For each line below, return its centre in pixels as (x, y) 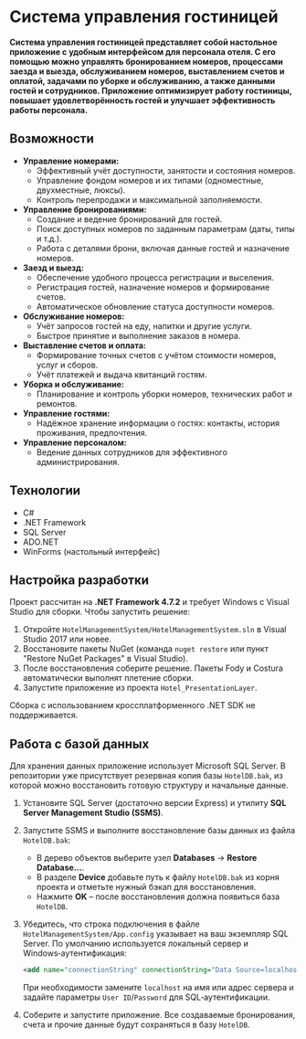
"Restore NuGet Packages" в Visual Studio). (106, 659)
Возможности (52, 139)
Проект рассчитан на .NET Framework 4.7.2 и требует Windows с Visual (149, 602)
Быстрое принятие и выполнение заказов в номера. (138, 335)
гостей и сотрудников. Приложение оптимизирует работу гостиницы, (151, 90)
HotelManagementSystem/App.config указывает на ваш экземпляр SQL (156, 934)
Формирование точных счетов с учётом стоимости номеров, (156, 355)
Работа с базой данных (79, 743)
